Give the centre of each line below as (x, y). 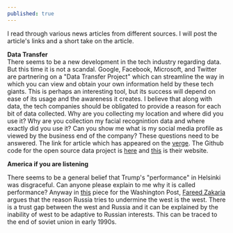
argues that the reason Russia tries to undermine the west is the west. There (116, 200)
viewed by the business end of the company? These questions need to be (113, 136)
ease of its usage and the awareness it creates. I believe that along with (110, 99)
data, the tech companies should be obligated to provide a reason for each (114, 106)
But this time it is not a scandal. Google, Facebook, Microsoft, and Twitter (112, 69)
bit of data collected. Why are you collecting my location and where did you (115, 113)
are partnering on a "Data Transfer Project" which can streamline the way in (116, 77)
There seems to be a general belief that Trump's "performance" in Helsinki (114, 177)
